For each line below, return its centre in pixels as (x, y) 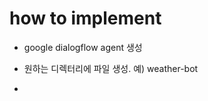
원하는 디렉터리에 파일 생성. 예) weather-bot (111, 68)
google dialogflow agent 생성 (83, 47)
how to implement (85, 18)
